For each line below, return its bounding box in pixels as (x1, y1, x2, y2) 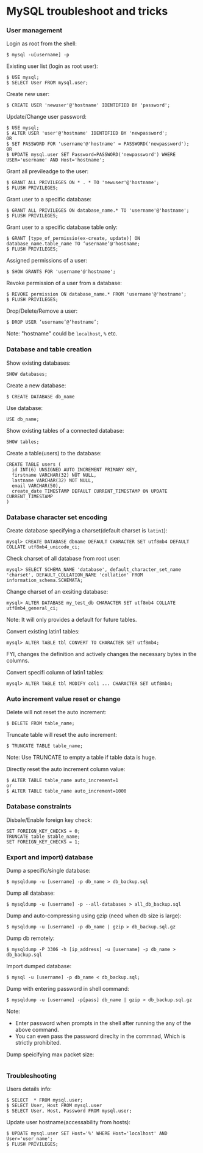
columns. (6, 657, 30, 665)
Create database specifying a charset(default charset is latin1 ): (6, 527, 168, 534)
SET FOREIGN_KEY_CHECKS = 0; (6, 828, 80, 834)
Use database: (6, 404, 43, 411)
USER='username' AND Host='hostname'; (6, 157, 105, 163)
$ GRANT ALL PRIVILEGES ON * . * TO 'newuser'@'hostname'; (6, 179, 160, 186)
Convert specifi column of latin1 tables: (6, 669, 104, 676)
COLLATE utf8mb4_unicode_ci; (6, 544, 80, 550)
